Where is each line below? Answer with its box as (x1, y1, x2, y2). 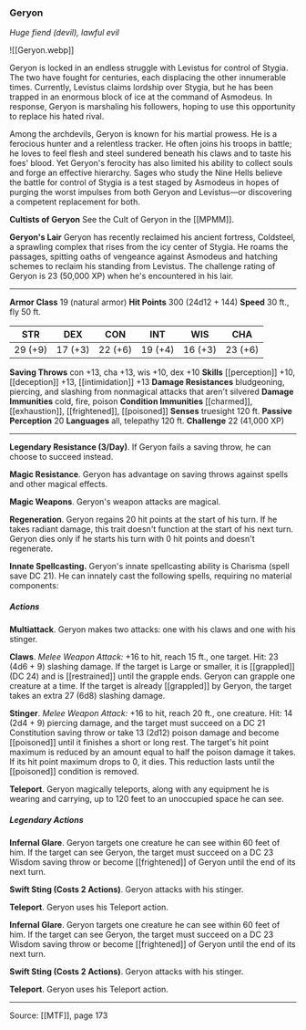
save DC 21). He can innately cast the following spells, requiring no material (9, 570, 292, 581)
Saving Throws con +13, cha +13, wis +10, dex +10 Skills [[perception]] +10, (9, 367, 296, 378)
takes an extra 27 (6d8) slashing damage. (9, 691, 166, 702)
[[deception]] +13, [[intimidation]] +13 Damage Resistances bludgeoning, (9, 377, 285, 388)
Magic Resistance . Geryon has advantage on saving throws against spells (9, 469, 289, 480)
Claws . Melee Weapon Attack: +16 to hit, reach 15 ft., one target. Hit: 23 (9, 651, 280, 662)
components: (9, 580, 59, 591)
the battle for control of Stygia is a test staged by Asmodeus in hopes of (9, 177, 280, 188)
